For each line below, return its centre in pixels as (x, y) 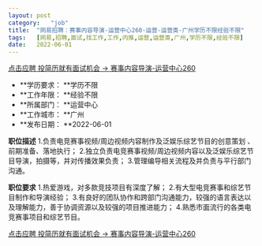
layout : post (30, 15)
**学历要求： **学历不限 (59, 85)
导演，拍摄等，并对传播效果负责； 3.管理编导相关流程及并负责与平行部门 (133, 161)
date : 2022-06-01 (40, 45)
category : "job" (38, 23)
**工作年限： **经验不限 (59, 95)
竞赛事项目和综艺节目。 (46, 217)
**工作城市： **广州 (52, 114)
